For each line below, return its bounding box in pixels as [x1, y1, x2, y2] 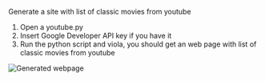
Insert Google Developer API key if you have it [19, 31, 172, 40]
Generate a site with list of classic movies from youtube [8, 7, 191, 16]
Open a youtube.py [19, 22, 84, 31]
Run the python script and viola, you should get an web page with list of [19, 39, 257, 49]
